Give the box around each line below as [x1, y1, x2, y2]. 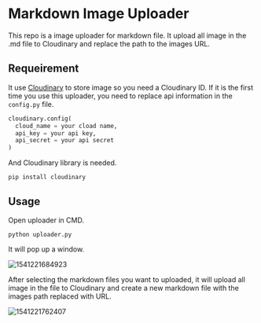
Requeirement [8, 62, 79, 75]
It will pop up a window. [8, 244, 85, 254]
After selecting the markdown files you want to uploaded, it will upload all [8, 274, 246, 284]
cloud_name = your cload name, [15, 122, 118, 130]
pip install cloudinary [8, 174, 86, 182]
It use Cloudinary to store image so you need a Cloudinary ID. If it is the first [8, 83, 254, 92]
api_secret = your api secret [15, 137, 114, 145]
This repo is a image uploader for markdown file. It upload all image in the [8, 31, 247, 40]
